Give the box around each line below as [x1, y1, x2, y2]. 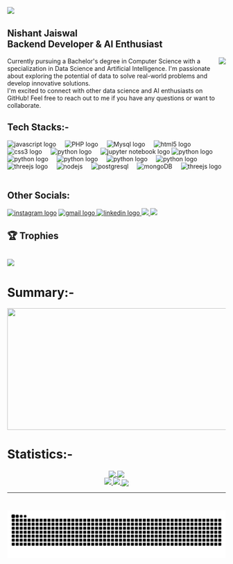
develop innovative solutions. [7, 79, 91, 87]
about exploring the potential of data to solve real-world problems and [7, 72, 208, 80]
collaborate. [7, 101, 42, 109]
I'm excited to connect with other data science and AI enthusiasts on [7, 86, 203, 95]
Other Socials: [7, 190, 71, 202]
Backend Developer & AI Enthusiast [7, 38, 163, 50]
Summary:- [7, 285, 75, 300]
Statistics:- [7, 446, 73, 462]
